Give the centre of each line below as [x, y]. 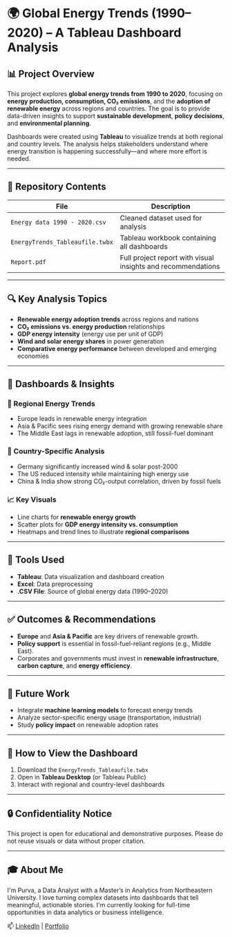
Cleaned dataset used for [161, 218]
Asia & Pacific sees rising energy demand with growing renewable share [120, 426]
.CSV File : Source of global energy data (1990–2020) [93, 591]
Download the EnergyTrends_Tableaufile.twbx [83, 770]
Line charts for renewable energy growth [76, 517]
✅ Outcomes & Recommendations [81, 619]
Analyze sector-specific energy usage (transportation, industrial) [109, 718]
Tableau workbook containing [168, 238]
